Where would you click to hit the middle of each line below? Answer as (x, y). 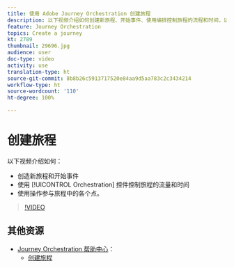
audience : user (29, 53)
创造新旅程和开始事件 (48, 175)
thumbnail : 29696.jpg (39, 46)
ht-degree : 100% (31, 98)
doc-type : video (31, 59)
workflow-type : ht (34, 85)
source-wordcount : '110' (43, 91)
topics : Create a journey (45, 33)
